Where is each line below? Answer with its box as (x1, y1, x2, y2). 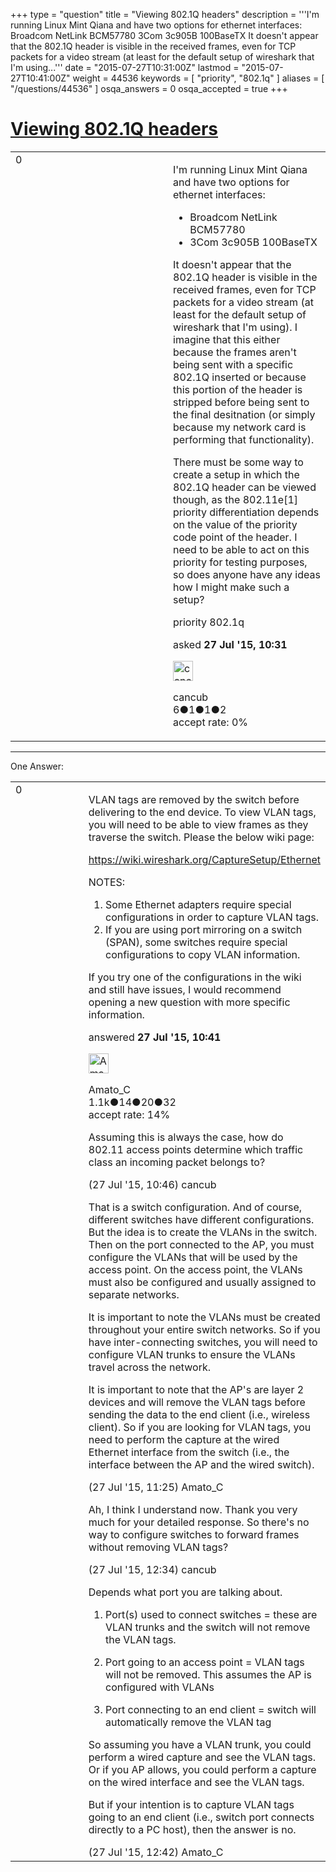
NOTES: (88, 875, 126, 889)
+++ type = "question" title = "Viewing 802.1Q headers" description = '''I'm (10, 9, 320, 20)
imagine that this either (173, 332, 281, 346)
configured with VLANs (105, 1680, 215, 1694)
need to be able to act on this (173, 542, 310, 556)
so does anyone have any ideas (173, 567, 321, 581)
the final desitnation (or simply (173, 407, 316, 421)
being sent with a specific (173, 357, 294, 371)
